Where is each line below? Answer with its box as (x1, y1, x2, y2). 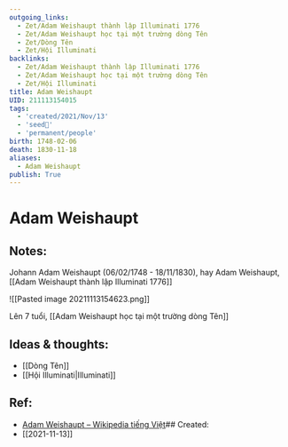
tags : (9, 104, 29, 113)
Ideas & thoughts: (9, 337, 109, 352)
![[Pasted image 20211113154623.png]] (9, 294, 151, 305)
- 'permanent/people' (17, 129, 97, 138)
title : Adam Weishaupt (9, 87, 93, 96)
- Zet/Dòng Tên (17, 37, 74, 47)
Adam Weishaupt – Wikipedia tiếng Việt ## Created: (21, 419, 210, 429)
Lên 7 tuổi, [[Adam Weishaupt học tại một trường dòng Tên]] (9, 311, 229, 322)
